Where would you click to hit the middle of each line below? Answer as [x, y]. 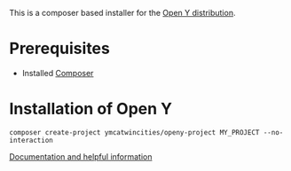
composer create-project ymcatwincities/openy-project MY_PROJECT [134, 132]
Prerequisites [60, 49]
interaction [31, 140]
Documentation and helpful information [81, 156]
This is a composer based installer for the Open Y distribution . [122, 13]
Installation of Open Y [91, 109]
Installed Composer [58, 73]
